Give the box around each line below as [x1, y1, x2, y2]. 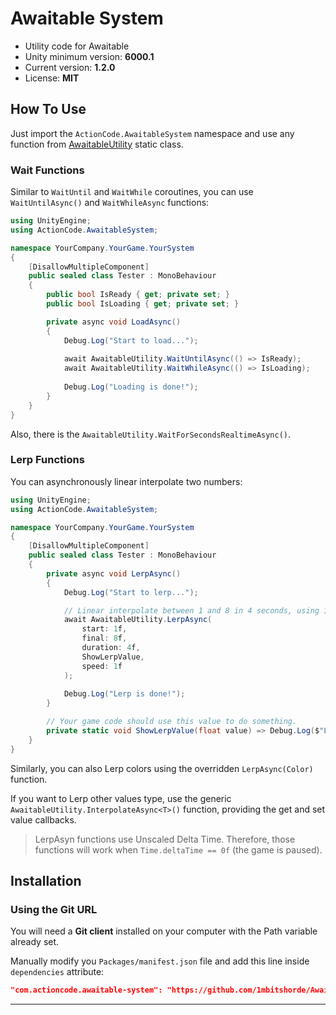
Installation [10, 873, 82, 890]
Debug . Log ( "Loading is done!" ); [63, 382, 199, 392]
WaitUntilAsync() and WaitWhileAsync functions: [10, 197, 210, 209]
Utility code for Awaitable [24, 40, 130, 52]
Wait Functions [10, 163, 85, 177]
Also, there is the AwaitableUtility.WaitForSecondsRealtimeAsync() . [10, 428, 291, 440]
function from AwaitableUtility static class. [10, 138, 184, 150]
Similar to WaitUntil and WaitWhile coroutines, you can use [10, 186, 254, 198]
